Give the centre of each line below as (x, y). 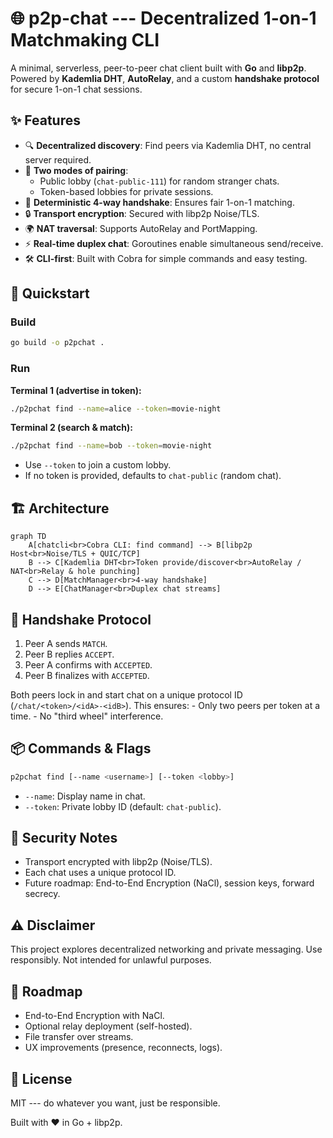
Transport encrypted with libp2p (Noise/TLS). (118, 862)
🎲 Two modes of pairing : (76, 170)
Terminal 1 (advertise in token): (76, 390)
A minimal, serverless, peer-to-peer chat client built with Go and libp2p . (158, 68)
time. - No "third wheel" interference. (87, 716)
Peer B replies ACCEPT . (69, 654)
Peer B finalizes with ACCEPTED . (87, 675)
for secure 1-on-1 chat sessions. (76, 89)
